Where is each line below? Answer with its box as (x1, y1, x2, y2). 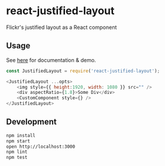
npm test (6, 155, 28, 161)
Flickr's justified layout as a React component (6, 24, 117, 31)
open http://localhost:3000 (6, 144, 76, 149)
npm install (6, 132, 35, 138)
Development (6, 117, 57, 127)
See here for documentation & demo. (6, 56, 96, 63)
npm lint (6, 149, 28, 155)
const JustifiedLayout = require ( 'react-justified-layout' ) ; (6, 68, 160, 74)
